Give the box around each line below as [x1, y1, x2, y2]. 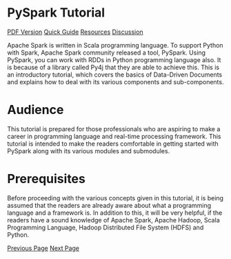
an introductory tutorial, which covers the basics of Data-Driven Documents [7, 70, 223, 79]
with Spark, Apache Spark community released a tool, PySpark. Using [7, 48, 205, 57]
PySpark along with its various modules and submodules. [7, 146, 170, 155]
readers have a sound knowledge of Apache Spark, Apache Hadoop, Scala [7, 215, 220, 224]
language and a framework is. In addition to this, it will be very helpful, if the [7, 209, 223, 217]
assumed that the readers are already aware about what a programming [7, 201, 212, 209]
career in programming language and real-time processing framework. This [7, 132, 221, 140]
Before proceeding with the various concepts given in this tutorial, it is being [7, 193, 224, 202]
